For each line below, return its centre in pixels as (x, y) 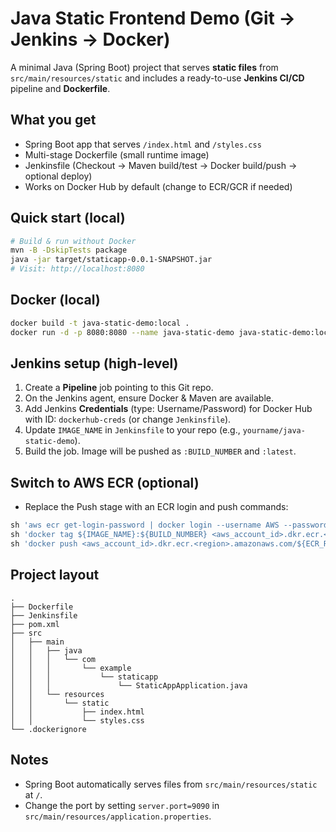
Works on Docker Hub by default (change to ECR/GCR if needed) (158, 186)
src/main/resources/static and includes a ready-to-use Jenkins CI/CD (157, 78)
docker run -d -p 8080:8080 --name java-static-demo (122, 332)
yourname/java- (274, 431)
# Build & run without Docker (73, 241)
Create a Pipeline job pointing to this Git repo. (119, 388)
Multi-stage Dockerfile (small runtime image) (117, 154)
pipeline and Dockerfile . (60, 88)
